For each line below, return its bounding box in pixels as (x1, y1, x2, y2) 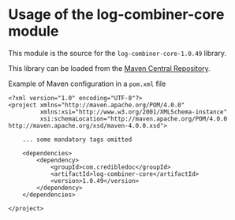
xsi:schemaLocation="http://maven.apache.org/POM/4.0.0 (39, 114, 227, 123)
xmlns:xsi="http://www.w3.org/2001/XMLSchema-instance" (39, 108, 227, 116)
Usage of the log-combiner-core (8, 6, 225, 24)
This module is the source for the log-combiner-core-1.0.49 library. (8, 48, 227, 58)
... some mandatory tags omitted (22, 136, 132, 144)
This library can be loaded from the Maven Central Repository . (8, 63, 211, 73)
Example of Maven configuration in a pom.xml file (8, 79, 166, 88)
